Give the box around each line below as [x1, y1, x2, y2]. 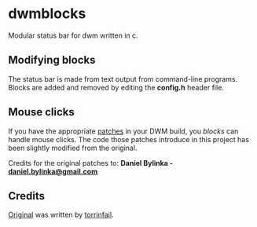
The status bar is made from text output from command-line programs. [8, 74, 238, 83]
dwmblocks [8, 5, 86, 23]
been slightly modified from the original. [8, 143, 138, 152]
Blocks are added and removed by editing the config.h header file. [8, 82, 224, 92]
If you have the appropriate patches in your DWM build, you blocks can [8, 126, 239, 136]
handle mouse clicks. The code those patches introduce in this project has [8, 134, 250, 144]
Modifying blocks [8, 53, 96, 67]
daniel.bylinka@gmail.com [8, 167, 98, 176]
